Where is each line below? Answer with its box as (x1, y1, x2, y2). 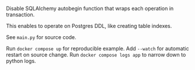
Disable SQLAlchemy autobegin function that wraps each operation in (6, 5, 174, 12)
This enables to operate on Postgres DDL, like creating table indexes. (6, 23, 172, 29)
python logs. (6, 58, 36, 64)
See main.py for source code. (6, 34, 77, 40)
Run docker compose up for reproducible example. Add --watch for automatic (6, 45, 189, 52)
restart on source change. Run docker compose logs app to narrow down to (6, 51, 186, 58)
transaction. (6, 11, 35, 18)
